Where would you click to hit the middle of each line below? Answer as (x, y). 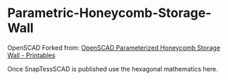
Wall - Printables (32, 55)
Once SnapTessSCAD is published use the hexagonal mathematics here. (113, 69)
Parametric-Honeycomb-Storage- (109, 13)
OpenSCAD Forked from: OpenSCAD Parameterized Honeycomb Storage (114, 47)
